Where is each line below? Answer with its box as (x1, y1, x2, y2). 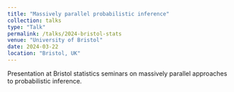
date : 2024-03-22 (7, 43, 59, 50)
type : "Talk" (7, 23, 46, 30)
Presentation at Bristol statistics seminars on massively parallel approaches (7, 69, 228, 78)
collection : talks (7, 17, 62, 24)
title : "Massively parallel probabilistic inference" (7, 10, 170, 18)
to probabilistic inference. (7, 76, 82, 85)
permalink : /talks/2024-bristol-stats (7, 30, 122, 38)
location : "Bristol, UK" (7, 50, 81, 57)
